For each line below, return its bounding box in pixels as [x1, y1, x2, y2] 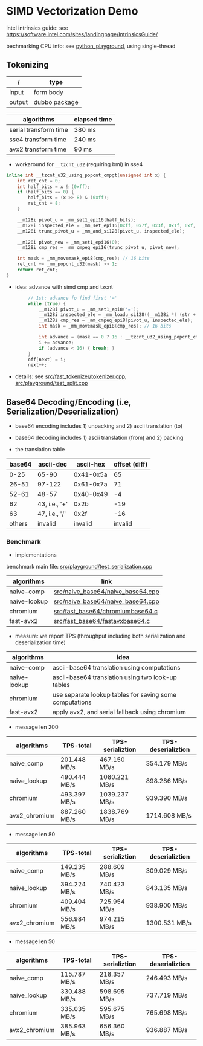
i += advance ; [38, 340, 74, 346]
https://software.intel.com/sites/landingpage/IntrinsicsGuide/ [6, 30, 158, 37]
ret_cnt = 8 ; [28, 201, 61, 207]
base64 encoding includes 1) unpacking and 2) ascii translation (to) [14, 422, 183, 430]
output [9, 98, 28, 106]
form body [33, 88, 63, 96]
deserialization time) [14, 639, 66, 646]
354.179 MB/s [146, 760, 188, 768]
